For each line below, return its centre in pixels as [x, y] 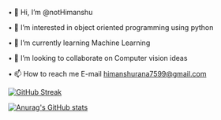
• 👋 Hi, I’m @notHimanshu [51, 12]
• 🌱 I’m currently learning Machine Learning [79, 43]
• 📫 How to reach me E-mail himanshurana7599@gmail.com [107, 74]
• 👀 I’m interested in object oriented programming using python [111, 27]
